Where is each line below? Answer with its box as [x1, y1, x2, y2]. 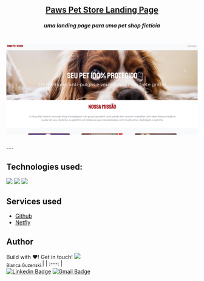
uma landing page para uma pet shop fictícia [44, 21, 160, 29]
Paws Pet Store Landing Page [45, 5, 159, 15]
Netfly [15, 219, 31, 226]
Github [15, 212, 32, 220]
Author [6, 237, 33, 247]
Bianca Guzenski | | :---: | [6, 260, 63, 268]
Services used [6, 196, 62, 206]
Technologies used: [6, 162, 83, 172]
